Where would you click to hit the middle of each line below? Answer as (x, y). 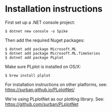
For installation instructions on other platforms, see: (56, 84)
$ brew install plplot (28, 75)
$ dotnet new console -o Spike (36, 31)
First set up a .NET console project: (40, 22)
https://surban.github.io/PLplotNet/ (40, 89)
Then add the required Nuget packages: (45, 40)
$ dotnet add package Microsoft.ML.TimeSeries (53, 53)
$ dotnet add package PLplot (34, 57)
